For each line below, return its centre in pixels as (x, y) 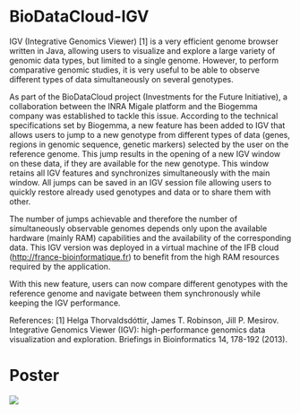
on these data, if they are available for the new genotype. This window (139, 163)
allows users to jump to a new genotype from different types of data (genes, (150, 134)
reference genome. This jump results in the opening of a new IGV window (145, 153)
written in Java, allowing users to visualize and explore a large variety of (142, 50)
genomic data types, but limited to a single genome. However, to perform (144, 60)
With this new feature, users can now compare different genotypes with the (149, 283)
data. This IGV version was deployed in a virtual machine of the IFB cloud (144, 247)
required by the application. (60, 266)
